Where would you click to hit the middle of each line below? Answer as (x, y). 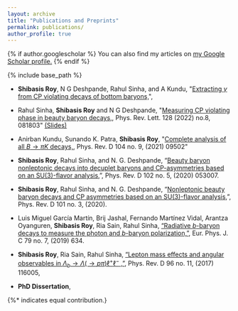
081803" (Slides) (42, 126)
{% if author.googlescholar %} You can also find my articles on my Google (116, 54)
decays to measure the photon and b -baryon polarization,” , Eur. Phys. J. (123, 233)
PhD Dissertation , (44, 286)
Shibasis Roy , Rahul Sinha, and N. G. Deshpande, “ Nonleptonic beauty (121, 190)
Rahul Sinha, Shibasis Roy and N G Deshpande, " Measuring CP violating (124, 110)
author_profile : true (39, 34)
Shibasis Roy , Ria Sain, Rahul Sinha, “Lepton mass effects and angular (121, 255)
